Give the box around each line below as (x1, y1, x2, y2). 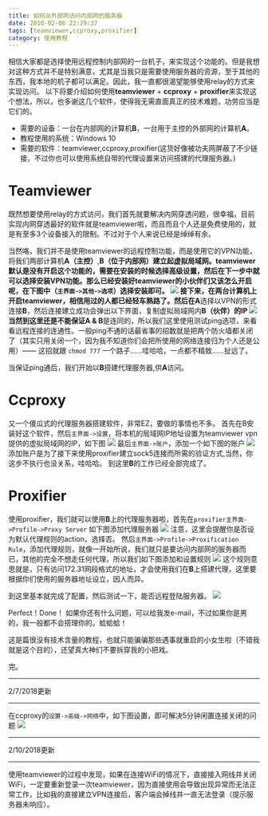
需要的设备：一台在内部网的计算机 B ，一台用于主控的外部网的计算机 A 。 (19, 124, 254, 133)
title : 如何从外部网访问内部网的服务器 (8, 11, 123, 20)
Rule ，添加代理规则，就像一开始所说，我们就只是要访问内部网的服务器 (8, 544, 239, 554)
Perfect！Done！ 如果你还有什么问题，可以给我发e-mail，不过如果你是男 (8, 608, 247, 618)
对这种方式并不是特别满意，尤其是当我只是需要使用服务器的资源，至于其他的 (8, 67, 260, 77)
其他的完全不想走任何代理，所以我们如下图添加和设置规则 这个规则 (22, 554, 251, 564)
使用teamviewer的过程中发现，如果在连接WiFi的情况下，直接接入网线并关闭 (8, 770, 257, 779)
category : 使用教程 (8, 34, 69, 42)
